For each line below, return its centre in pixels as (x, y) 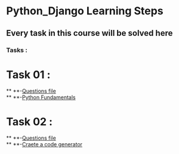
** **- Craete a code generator (44, 144)
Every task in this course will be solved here (89, 33)
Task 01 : (28, 74)
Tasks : (17, 50)
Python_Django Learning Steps (85, 11)
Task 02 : (29, 121)
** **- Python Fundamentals (41, 97)
